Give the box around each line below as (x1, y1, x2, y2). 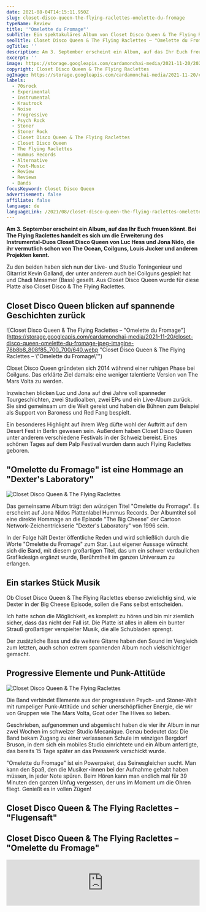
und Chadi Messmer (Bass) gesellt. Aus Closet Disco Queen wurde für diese (6, 277, 199, 284)
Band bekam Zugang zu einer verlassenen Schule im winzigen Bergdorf (6, 734, 188, 741)
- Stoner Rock (12, 129, 48, 135)
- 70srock (12, 83, 37, 90)
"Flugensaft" (6, 812, 58, 822)
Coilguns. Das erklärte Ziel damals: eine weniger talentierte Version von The (6, 371, 198, 378)
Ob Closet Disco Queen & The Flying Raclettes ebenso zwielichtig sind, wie (6, 594, 196, 601)
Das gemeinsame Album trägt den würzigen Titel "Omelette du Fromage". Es (6, 502, 200, 510)
